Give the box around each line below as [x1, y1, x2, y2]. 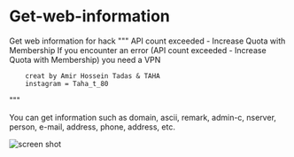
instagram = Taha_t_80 [25, 79, 109, 88]
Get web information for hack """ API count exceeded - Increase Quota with [9, 35, 286, 46]
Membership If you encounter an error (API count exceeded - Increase [9, 44, 267, 55]
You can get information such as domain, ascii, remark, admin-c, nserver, [9, 112, 277, 122]
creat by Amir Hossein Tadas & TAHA [25, 71, 161, 81]
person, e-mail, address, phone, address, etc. [9, 122, 175, 132]
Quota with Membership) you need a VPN [9, 54, 161, 65]
